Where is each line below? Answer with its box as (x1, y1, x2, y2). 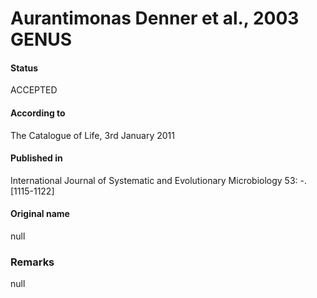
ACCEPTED (10, 84, 58, 96)
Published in (10, 152, 63, 164)
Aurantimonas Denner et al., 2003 (10, 7, 300, 30)
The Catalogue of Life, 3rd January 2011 (10, 129, 175, 141)
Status (10, 62, 39, 74)
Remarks (10, 255, 55, 269)
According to (10, 107, 66, 119)
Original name (10, 208, 70, 220)
